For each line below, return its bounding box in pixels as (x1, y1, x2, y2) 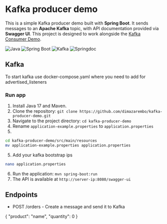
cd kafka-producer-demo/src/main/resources (5, 138, 97, 143)
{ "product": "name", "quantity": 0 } (5, 213, 78, 219)
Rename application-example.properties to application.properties (12, 123, 154, 129)
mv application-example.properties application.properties (5, 143, 131, 148)
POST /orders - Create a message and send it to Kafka (12, 204, 125, 210)
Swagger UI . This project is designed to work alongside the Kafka (5, 31, 141, 37)
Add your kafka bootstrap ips (12, 152, 72, 158)
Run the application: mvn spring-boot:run (12, 170, 97, 176)
